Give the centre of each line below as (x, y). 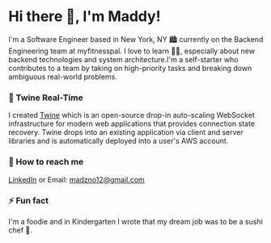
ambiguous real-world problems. (63, 77)
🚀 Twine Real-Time (46, 98)
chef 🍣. (20, 230)
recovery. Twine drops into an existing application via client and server (126, 132)
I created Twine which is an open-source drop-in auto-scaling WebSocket (131, 115)
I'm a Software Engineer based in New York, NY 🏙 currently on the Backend (136, 39)
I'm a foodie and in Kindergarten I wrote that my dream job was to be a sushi (135, 221)
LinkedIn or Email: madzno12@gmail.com (77, 179)
